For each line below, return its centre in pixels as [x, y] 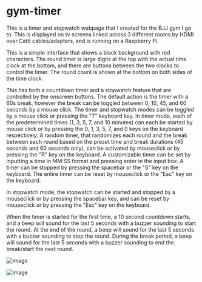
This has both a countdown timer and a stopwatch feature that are [89, 90]
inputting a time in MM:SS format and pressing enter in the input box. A [95, 161]
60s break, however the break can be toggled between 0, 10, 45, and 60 [96, 103]
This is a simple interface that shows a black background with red [88, 52]
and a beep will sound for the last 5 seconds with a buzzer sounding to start [101, 223]
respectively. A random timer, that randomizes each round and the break [97, 135]
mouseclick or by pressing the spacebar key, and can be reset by [88, 198]
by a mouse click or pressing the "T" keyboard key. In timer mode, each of [99, 116]
